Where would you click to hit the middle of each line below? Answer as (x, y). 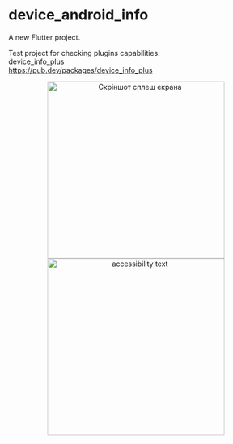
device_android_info (78, 15)
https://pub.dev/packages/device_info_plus (80, 70)
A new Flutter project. (44, 37)
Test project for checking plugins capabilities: (84, 53)
